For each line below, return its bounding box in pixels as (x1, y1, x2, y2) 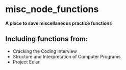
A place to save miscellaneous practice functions (5, 20, 112, 26)
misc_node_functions (5, 4, 99, 15)
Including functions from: (5, 35, 88, 43)
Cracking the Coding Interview (12, 48, 78, 54)
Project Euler (12, 59, 40, 65)
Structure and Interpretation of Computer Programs (12, 53, 121, 59)
